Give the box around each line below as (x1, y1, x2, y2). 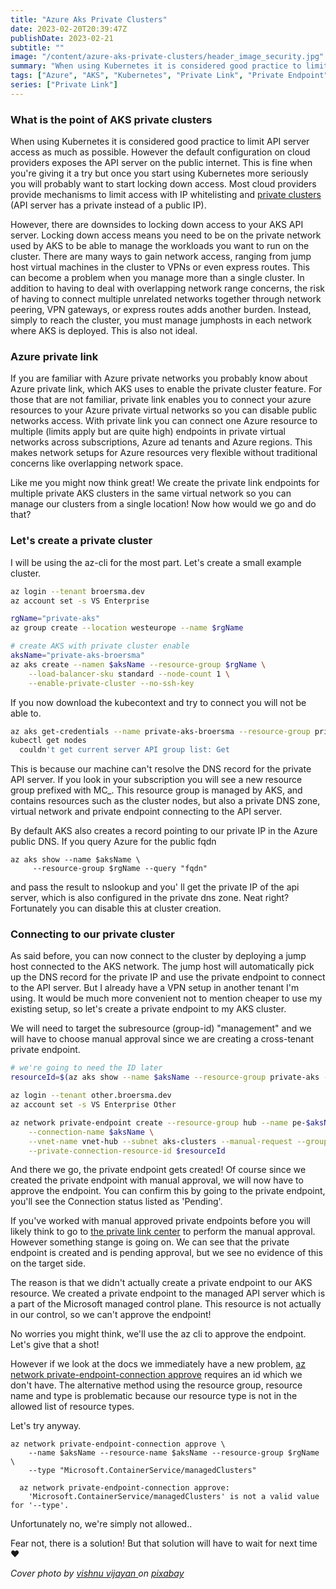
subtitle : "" (10, 42, 65, 53)
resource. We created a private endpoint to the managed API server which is (10, 1287, 326, 1300)
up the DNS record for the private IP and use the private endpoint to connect (10, 971, 326, 983)
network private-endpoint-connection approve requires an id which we (10, 1369, 303, 1381)
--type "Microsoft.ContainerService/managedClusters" (28, 1466, 257, 1476)
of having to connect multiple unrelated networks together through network (10, 293, 322, 305)
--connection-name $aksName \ (28, 1127, 155, 1137)
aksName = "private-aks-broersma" (10, 651, 145, 661)
